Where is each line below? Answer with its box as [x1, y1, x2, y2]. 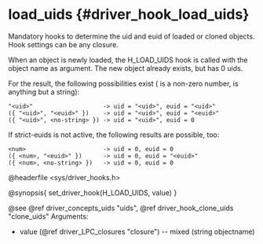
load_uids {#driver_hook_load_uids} [8, 6, 250, 24]
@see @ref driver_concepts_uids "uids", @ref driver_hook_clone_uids [8, 203, 234, 213]
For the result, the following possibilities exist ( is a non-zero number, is [8, 79, 239, 88]
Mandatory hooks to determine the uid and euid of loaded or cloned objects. [8, 31, 255, 41]
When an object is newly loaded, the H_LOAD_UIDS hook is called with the [8, 55, 248, 65]
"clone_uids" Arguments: [8, 211, 89, 221]
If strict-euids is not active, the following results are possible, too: [8, 130, 220, 139]
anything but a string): [8, 87, 80, 96]
